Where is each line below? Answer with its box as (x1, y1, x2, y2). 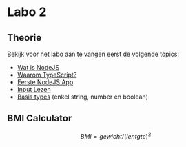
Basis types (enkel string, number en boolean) (17, 92, 148, 101)
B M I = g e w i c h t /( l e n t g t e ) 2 (80, 130, 152, 140)
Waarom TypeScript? (17, 70, 77, 79)
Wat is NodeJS (17, 63, 60, 71)
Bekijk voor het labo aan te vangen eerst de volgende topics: (7, 50, 179, 58)
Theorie (7, 32, 42, 43)
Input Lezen (17, 86, 52, 93)
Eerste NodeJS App (17, 78, 74, 86)
